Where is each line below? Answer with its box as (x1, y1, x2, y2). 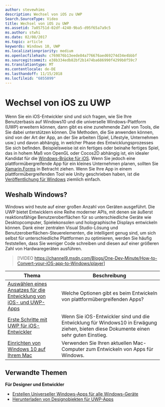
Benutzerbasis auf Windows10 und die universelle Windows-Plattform (5, 119, 146, 125)
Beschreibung (92, 272, 127, 279)
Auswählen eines (7, 280, 47, 287)
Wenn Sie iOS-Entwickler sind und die (61, 313, 150, 320)
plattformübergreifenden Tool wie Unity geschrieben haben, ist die (5, 171, 140, 177)
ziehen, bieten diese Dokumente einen (61, 325, 150, 332)
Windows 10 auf (7, 345, 46, 352)
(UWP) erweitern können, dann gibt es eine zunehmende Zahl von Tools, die (5, 124, 160, 130)
